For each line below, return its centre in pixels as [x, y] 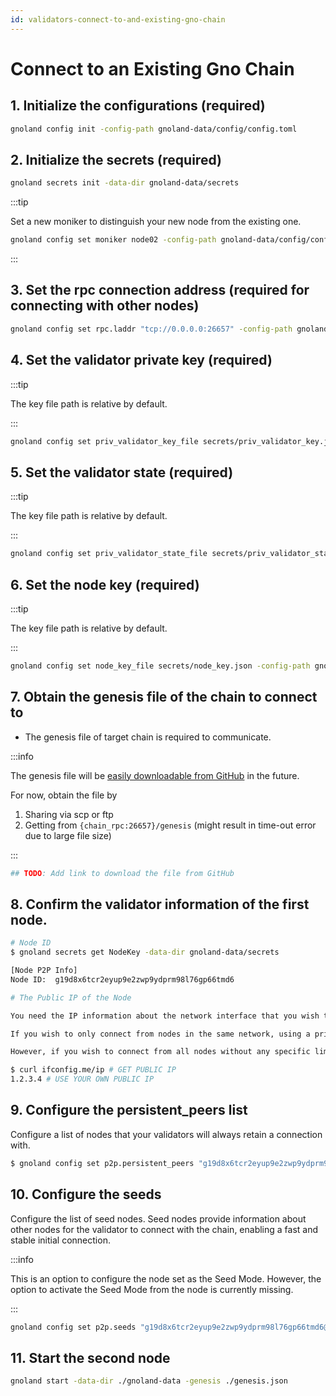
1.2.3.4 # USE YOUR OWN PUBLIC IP [82, 1079]
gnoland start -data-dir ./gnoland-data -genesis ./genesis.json [149, 1381]
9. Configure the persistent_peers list [129, 1110]
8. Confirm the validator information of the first [160, 904]
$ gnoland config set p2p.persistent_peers [102, 1163]
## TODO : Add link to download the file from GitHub [122, 873]
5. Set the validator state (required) [122, 472]
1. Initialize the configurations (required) [138, 106]
